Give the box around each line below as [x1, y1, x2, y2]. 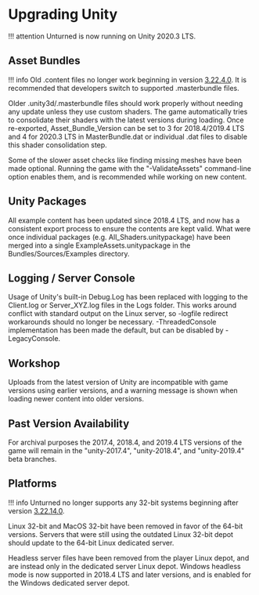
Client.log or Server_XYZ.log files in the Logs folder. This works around [8, 300, 237, 310]
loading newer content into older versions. [8, 394, 145, 404]
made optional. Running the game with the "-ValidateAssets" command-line [8, 163, 252, 173]
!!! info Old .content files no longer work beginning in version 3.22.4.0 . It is [8, 74, 247, 84]
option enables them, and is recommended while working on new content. [8, 172, 247, 181]
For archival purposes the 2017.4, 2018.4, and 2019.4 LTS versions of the [8, 437, 243, 447]
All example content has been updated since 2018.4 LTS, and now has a [8, 216, 240, 225]
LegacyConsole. [8, 334, 61, 343]
